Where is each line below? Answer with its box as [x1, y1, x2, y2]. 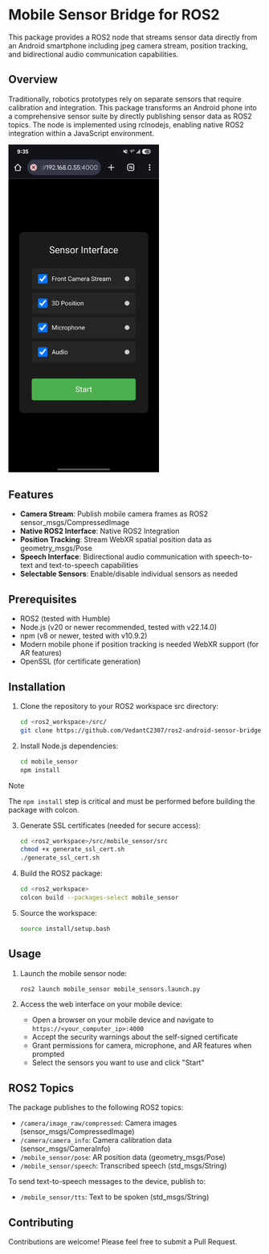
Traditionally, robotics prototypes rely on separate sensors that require [8, 94, 243, 104]
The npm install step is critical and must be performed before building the [8, 796, 255, 806]
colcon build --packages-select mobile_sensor [19, 894, 179, 902]
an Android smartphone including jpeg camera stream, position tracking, [8, 40, 248, 50]
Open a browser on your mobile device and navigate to [31, 1015, 214, 1024]
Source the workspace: [19, 908, 98, 917]
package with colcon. [8, 805, 79, 814]
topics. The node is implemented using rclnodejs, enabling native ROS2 [8, 119, 245, 130]
